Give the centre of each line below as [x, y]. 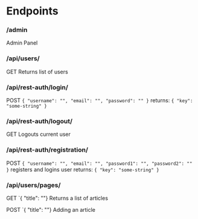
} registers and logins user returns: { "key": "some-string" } [83, 169]
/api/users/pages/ [34, 185]
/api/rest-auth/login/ [37, 87]
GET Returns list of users [37, 72]
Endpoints [32, 11]
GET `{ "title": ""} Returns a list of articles [57, 198]
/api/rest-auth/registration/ [47, 150]
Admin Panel [22, 43]
